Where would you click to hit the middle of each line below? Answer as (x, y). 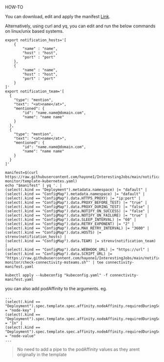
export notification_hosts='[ (36, 40)
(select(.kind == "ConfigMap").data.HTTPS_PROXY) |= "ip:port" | (73, 198)
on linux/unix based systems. (34, 31)
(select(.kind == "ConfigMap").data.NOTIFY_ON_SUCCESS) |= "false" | (77, 211)
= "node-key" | (20, 310)
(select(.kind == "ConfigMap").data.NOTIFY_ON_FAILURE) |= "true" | (76, 215)
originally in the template (42, 354)
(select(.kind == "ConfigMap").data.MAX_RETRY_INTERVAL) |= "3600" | (77, 228)
